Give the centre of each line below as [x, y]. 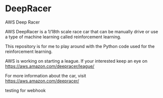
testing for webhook [25, 90]
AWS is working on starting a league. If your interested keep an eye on [76, 61]
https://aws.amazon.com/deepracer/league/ [50, 66]
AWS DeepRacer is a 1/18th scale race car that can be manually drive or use [82, 31]
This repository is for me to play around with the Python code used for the [80, 46]
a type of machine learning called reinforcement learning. [63, 37]
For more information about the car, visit [46, 75]
